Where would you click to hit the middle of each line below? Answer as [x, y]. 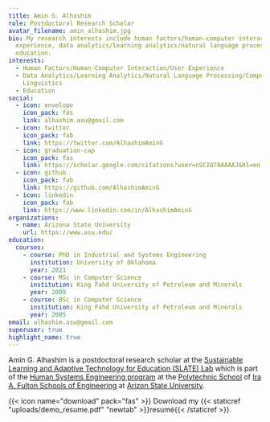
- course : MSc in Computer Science [82, 277]
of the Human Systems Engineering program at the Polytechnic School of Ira [135, 377]
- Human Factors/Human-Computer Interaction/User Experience [120, 68]
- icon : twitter [43, 128]
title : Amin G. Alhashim [50, 16]
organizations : [34, 218]
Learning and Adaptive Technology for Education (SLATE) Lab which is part [133, 369]
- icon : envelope [45, 105]
